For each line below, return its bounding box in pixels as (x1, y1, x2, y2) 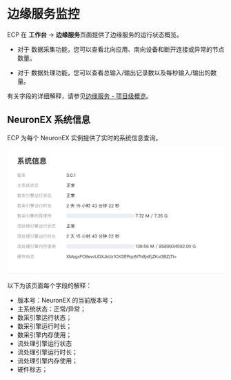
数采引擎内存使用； (17, 330, 72, 339)
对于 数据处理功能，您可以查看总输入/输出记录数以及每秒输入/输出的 (17, 68, 211, 77)
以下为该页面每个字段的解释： (7, 281, 92, 289)
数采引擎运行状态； (17, 313, 72, 321)
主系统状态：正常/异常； (17, 305, 86, 313)
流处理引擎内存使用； (17, 357, 78, 365)
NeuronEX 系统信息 (7, 114, 91, 126)
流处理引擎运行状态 (17, 339, 72, 348)
